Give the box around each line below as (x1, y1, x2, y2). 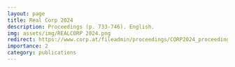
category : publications (7, 50, 77, 57)
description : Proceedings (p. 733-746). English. (7, 23, 155, 30)
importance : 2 (7, 43, 49, 50)
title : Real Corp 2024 (7, 17, 73, 24)
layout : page (7, 10, 45, 17)
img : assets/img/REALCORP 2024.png (7, 29, 111, 37)
